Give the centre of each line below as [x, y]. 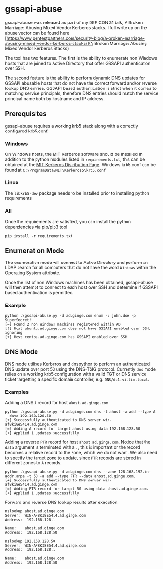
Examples [17, 392]
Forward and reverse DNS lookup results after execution [61, 502]
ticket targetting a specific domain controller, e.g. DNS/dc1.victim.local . [77, 379]
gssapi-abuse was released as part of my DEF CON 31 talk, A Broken [74, 22]
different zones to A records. [33, 462]
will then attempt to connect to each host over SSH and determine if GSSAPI [81, 287]
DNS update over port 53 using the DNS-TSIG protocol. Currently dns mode [81, 369]
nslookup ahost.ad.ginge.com [35, 511]
